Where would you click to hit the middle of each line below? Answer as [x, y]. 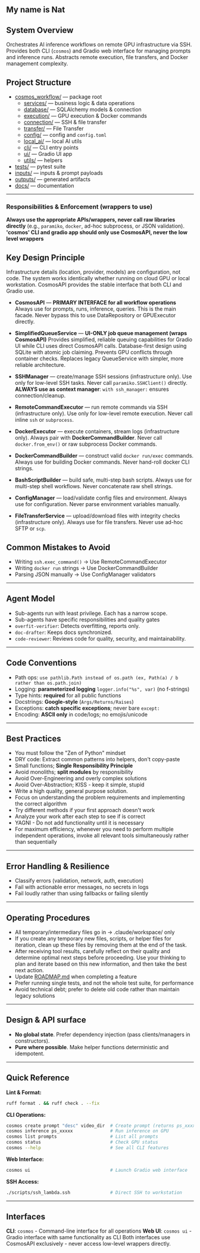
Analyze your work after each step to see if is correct [80, 817]
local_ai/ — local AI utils [53, 141]
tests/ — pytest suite [40, 167]
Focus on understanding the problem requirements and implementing [100, 798]
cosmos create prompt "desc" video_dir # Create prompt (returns [90, 1126]
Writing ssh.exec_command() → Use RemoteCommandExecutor [91, 562]
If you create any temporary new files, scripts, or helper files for [93, 938]
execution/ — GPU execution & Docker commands [85, 116]
